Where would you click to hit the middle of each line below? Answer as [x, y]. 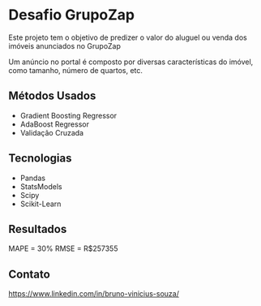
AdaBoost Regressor [54, 124]
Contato [29, 274]
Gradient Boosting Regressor [68, 115]
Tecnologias [40, 159]
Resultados [38, 229]
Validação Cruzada [51, 132]
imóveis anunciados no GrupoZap [65, 45]
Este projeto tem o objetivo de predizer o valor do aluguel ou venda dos [128, 37]
